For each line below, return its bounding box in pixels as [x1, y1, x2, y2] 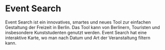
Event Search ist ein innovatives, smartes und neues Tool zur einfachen [5, 19, 151, 25]
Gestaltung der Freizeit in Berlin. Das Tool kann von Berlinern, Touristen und [5, 24, 160, 30]
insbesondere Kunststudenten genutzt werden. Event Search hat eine [5, 29, 147, 35]
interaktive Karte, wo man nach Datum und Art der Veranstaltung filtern [5, 35, 151, 41]
